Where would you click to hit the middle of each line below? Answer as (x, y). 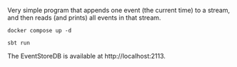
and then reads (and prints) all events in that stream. (84, 18)
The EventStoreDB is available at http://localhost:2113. (87, 56)
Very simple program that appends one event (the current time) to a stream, (119, 10)
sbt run (19, 43)
